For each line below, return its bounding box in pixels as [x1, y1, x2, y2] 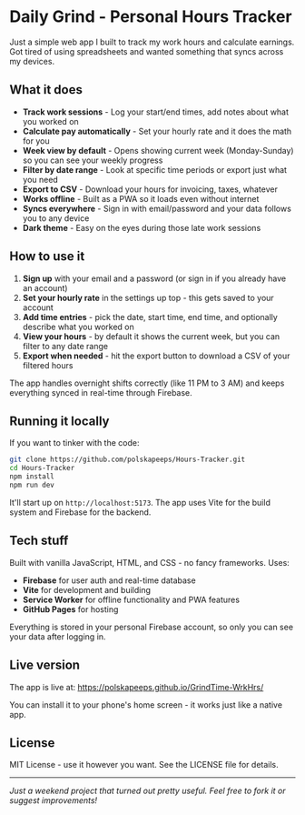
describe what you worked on [22, 321, 134, 332]
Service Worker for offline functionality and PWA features [22, 594, 241, 605]
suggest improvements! [9, 795, 98, 806]
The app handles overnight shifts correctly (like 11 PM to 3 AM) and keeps [9, 377, 285, 388]
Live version [9, 658, 80, 673]
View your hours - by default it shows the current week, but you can [22, 330, 280, 342]
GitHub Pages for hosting [22, 603, 119, 615]
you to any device [22, 212, 90, 224]
